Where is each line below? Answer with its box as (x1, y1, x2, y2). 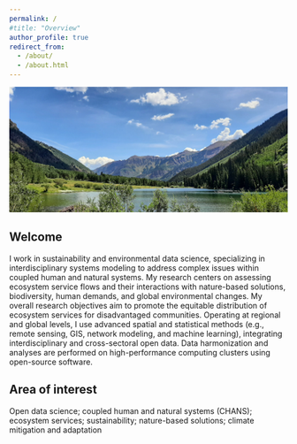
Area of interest (9, 382, 97, 397)
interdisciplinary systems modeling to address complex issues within (9, 262, 259, 273)
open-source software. (9, 356, 93, 367)
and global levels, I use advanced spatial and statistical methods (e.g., (9, 318, 264, 329)
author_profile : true (9, 33, 89, 42)
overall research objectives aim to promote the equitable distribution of (9, 300, 268, 310)
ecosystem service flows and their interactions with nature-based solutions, (9, 281, 286, 292)
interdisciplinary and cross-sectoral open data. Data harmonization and (9, 337, 269, 348)
